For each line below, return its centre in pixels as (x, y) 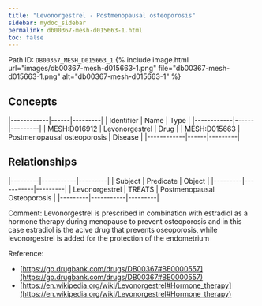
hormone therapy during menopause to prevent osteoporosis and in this (125, 221)
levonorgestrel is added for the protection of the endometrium (109, 238)
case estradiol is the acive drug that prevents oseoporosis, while (113, 229)
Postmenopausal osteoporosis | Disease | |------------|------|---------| (124, 137)
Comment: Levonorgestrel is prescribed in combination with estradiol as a (128, 213)
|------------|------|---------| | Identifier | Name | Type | (99, 121)
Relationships (43, 162)
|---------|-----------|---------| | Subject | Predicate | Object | (109, 181)
